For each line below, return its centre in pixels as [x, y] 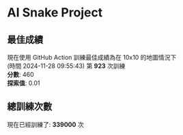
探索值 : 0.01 [24, 83]
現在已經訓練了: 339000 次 [45, 124]
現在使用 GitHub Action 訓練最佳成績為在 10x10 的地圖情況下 [92, 57]
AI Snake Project [55, 13]
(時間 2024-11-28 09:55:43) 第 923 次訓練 [66, 66]
